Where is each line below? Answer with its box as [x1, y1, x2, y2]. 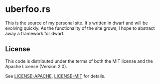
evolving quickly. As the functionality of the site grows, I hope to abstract [5, 25, 155, 31]
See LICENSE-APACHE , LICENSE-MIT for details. [5, 73, 106, 79]
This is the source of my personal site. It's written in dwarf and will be [5, 20, 148, 26]
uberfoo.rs [5, 3, 51, 15]
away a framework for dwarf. [5, 30, 65, 36]
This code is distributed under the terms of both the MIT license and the [5, 58, 153, 64]
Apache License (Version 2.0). [5, 63, 67, 69]
